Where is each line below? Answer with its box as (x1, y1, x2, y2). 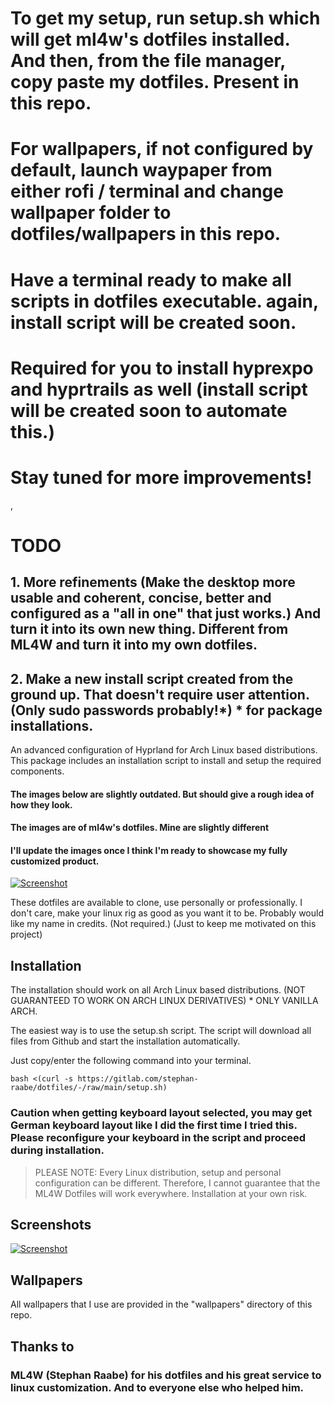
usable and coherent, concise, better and (10, 590, 272, 607)
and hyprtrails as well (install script (10, 378, 308, 401)
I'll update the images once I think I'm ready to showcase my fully (10, 844, 288, 856)
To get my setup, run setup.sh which (10, 7, 321, 30)
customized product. (10, 855, 100, 867)
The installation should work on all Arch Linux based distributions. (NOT (10, 984, 306, 996)
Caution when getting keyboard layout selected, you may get (10, 1106, 313, 1120)
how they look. (10, 798, 73, 811)
